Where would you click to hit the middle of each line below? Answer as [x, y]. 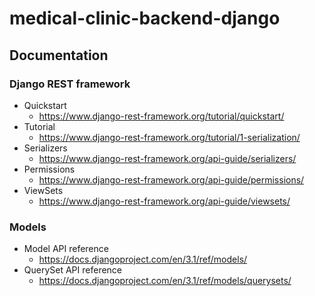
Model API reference [66, 249]
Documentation [59, 55]
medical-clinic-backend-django [145, 18]
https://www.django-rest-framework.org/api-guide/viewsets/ [164, 201]
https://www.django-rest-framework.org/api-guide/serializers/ [167, 158]
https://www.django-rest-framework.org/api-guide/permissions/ [171, 179]
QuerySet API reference [73, 270]
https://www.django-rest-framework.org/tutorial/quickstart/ [161, 116]
